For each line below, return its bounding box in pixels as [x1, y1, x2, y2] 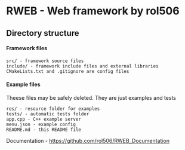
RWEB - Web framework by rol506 [6, 4, 180, 18]
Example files [6, 81, 41, 88]
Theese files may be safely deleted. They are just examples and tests [6, 94, 176, 101]
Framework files [6, 45, 48, 52]
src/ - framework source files [6, 58, 84, 64]
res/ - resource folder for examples [6, 106, 100, 112]
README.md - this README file [6, 127, 82, 133]
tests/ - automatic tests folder [6, 111, 90, 117]
